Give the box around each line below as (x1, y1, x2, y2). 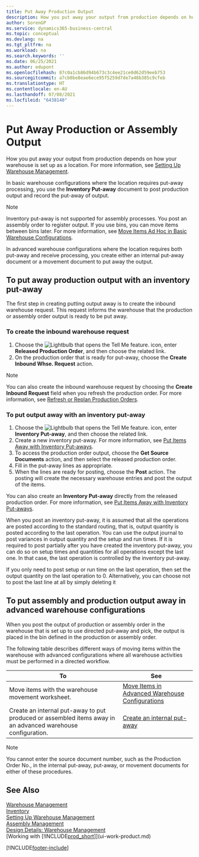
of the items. (14, 481, 46, 488)
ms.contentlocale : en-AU (6, 86, 68, 92)
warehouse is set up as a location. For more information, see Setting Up (6, 161, 181, 168)
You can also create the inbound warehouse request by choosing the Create (6, 383, 193, 390)
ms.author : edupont (6, 64, 54, 70)
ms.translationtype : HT (6, 81, 65, 87)
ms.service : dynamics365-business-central (6, 25, 113, 31)
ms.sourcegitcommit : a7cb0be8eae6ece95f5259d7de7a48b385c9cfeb (6, 75, 166, 81)
